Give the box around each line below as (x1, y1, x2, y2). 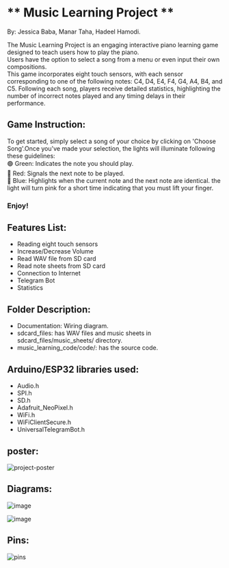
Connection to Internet (16, 269, 81, 277)
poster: (7, 445, 39, 457)
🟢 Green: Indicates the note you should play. (7, 159, 134, 167)
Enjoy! (7, 201, 29, 210)
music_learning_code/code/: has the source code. (16, 344, 159, 352)
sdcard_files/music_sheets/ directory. (16, 336, 123, 345)
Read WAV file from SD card (16, 255, 97, 263)
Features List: (7, 222, 67, 234)
